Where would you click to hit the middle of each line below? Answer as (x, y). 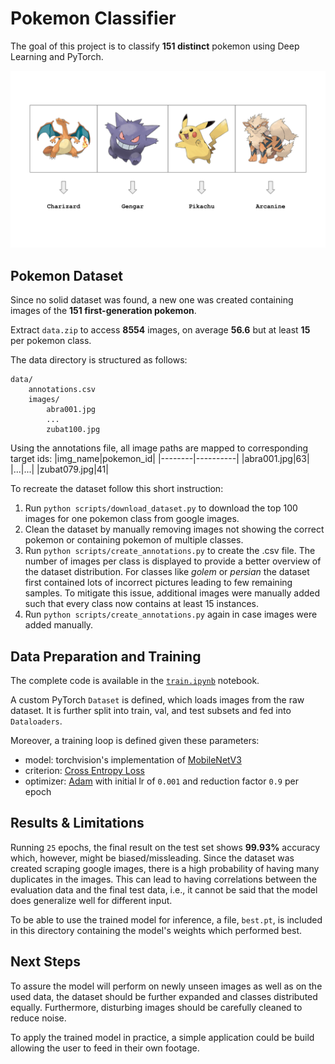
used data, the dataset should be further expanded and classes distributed (164, 996)
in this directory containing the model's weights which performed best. (156, 930)
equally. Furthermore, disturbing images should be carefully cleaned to (156, 1007)
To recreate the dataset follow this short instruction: (117, 489)
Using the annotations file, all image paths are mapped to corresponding (159, 448)
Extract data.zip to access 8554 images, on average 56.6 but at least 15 (160, 330)
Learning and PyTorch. (57, 56)
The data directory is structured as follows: (99, 360)
